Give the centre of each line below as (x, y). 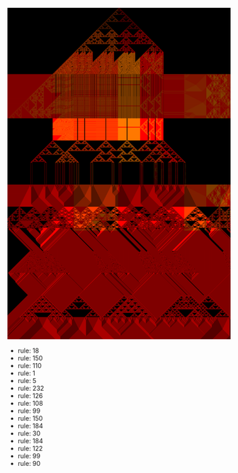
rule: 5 (27, 381)
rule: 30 (29, 433)
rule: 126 (30, 396)
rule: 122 (30, 449)
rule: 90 (29, 464)
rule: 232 (31, 388)
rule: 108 (30, 404)
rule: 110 (30, 366)
